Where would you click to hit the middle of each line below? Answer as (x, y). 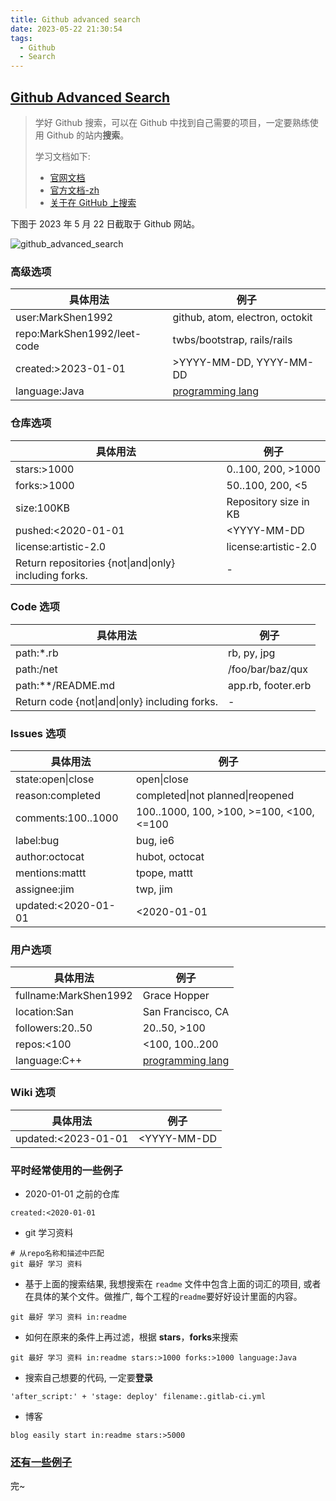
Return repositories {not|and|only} (95, 563)
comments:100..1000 (67, 818)
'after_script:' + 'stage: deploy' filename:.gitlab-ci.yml (138, 1397)
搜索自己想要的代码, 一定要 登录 (88, 1378)
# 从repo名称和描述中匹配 (57, 1254)
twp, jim (154, 889)
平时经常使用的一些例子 (66, 1170)
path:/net (36, 669)
